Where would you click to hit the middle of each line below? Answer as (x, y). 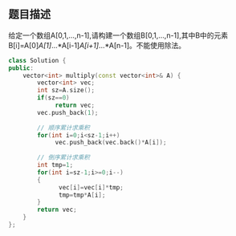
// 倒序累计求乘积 (63, 158)
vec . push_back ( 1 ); (68, 112)
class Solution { (37, 60)
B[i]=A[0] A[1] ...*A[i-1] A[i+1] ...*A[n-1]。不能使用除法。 (97, 45)
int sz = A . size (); (66, 91)
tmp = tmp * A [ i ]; (82, 195)
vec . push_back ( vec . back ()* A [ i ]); (111, 143)
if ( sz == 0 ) (53, 98)
